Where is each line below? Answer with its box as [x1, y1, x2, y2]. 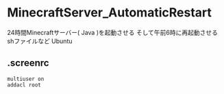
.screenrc [7, 57, 49, 69]
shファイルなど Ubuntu [7, 36, 73, 45]
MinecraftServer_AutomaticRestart [7, 5, 212, 21]
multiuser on [7, 75, 45, 82]
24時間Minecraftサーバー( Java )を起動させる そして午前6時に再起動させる [7, 28, 218, 36]
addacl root [7, 81, 41, 89]
